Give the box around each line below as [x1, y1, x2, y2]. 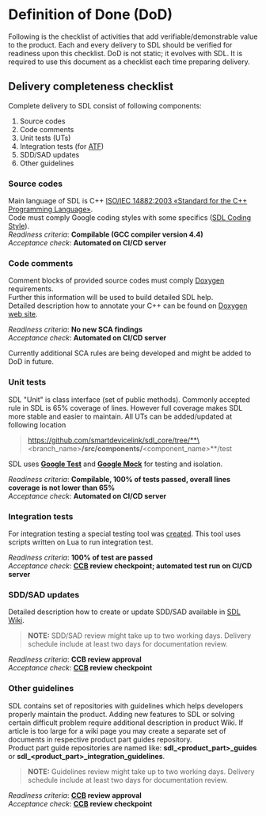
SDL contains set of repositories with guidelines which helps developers [8, 700, 244, 710]
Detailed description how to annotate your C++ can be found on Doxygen [8, 301, 248, 310]
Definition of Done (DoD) [8, 6, 173, 24]
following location [8, 419, 66, 429]
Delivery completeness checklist [8, 80, 174, 93]
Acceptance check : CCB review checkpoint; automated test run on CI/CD [8, 560, 253, 571]
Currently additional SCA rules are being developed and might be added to [8, 348, 252, 358]
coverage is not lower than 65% [8, 483, 116, 492]
